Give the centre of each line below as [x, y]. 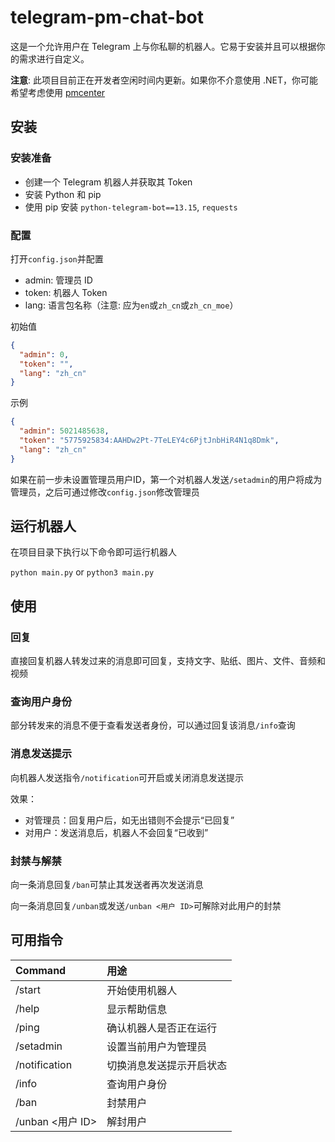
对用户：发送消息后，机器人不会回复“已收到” [116, 832]
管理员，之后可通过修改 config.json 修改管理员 [105, 492]
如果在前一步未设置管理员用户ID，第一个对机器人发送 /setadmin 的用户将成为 [166, 479]
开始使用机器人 [142, 990]
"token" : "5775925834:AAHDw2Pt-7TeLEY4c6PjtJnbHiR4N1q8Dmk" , [149, 441]
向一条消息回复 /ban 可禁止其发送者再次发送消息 [107, 885]
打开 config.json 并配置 [57, 258]
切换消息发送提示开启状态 [167, 1065]
